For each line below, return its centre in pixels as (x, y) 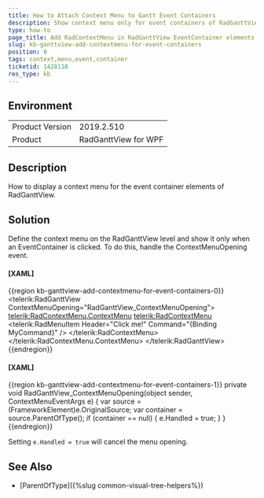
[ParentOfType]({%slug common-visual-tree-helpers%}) (111, 485)
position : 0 (27, 52)
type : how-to (29, 30)
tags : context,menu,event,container (68, 60)
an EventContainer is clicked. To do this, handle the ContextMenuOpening (128, 247)
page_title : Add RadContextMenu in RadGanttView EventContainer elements (132, 37)
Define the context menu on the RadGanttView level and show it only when (129, 239)
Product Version (42, 127)
